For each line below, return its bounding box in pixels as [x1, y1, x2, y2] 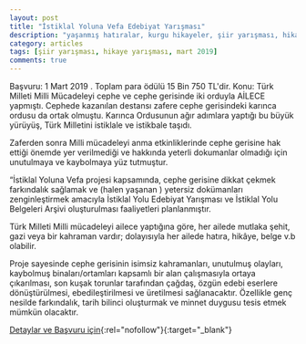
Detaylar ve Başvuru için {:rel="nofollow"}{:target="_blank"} [9, 325, 232, 335]
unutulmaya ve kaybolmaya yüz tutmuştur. [9, 157, 168, 167]
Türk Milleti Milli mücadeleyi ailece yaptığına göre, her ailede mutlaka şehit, [9, 221, 291, 232]
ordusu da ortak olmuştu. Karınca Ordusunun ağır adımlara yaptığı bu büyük [9, 110, 294, 120]
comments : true [9, 56, 67, 65]
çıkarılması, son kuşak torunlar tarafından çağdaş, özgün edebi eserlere [9, 277, 278, 288]
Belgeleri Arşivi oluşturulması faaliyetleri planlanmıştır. [9, 203, 211, 214]
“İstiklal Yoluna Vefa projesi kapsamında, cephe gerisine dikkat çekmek [9, 174, 276, 185]
